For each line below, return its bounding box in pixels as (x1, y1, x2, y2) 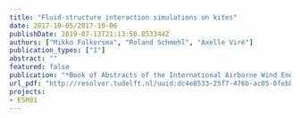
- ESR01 (9, 95, 38, 105)
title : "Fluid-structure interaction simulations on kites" (9, 12, 238, 22)
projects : (9, 87, 46, 96)
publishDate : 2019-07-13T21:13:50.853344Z (9, 29, 170, 38)
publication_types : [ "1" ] (9, 46, 105, 55)
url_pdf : (9, 79, 42, 88)
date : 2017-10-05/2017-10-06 (9, 21, 118, 30)
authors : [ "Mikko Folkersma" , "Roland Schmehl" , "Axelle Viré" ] (9, 37, 254, 47)
